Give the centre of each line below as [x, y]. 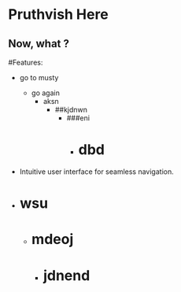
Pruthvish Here [58, 15]
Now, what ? [39, 44]
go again [46, 93]
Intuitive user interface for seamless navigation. [97, 172]
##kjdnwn [71, 109]
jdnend [66, 275]
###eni [78, 118]
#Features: [26, 62]
